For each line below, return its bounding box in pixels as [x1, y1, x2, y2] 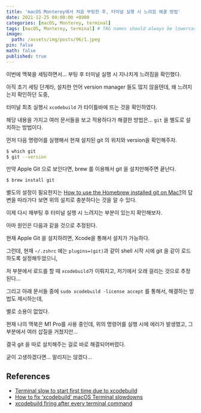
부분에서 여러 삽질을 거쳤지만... [6, 328, 78, 335]
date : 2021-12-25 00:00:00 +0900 [6, 14, 90, 20]
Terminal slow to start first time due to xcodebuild [14, 387, 138, 394]
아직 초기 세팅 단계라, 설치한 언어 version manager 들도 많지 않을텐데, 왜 [6, 83, 176, 90]
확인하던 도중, [17, 90, 50, 98]
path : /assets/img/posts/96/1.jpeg [11, 37, 100, 42]
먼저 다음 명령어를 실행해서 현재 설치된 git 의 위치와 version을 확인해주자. [6, 136, 178, 144]
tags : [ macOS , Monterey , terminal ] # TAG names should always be [6, 25, 172, 32]
